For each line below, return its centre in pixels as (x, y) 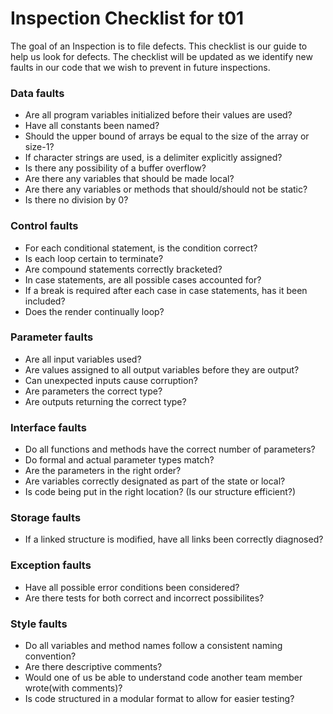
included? (45, 301)
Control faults (44, 226)
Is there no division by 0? (76, 200)
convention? (50, 656)
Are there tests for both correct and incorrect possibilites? (144, 598)
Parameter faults (52, 337)
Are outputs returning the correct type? (105, 401)
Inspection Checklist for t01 (127, 18)
